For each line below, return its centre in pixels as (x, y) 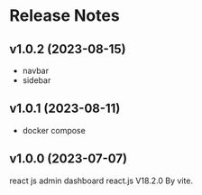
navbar (36, 70)
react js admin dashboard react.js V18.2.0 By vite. (101, 181)
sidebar (37, 80)
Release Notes (64, 16)
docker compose (54, 130)
